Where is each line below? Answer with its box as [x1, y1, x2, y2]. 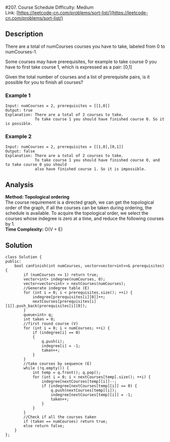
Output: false [5, 149, 36, 154]
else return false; [23, 424, 65, 429]
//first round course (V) [23, 321, 79, 327]
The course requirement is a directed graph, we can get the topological [5, 199, 154, 205]
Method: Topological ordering [5, 194, 70, 200]
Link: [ [5, 10, 19, 16]
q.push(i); [41, 339, 65, 344]
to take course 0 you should [5, 162, 67, 167]
